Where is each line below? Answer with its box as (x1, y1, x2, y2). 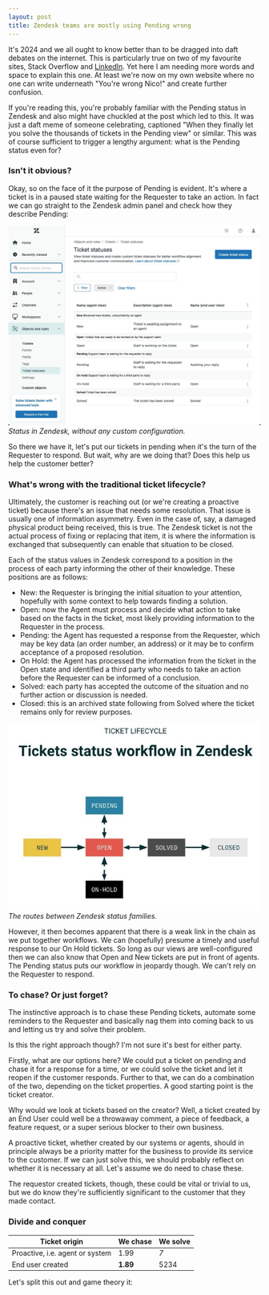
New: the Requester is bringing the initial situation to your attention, (19, 588, 243, 598)
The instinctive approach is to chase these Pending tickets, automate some (8, 1008, 256, 1017)
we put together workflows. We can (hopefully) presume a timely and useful (8, 935, 259, 944)
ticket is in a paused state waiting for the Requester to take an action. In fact (8, 192, 259, 201)
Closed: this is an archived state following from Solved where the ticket (19, 699, 255, 708)
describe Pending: (8, 209, 69, 218)
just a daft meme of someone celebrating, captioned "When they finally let (8, 120, 254, 129)
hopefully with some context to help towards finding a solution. (19, 596, 228, 606)
